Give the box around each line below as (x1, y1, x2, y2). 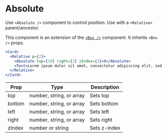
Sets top (89, 92, 109, 99)
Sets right (89, 117, 112, 124)
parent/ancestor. (5, 24, 39, 30)
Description (90, 84, 119, 91)
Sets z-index (89, 125, 120, 132)
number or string (29, 125, 69, 132)
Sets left (89, 108, 109, 115)
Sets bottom (89, 100, 118, 107)
